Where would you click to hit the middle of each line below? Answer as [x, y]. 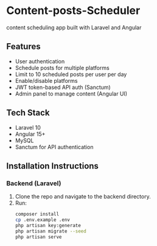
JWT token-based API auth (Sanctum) [63, 87]
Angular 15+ [30, 134]
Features [23, 47]
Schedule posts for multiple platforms [62, 68]
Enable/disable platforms [46, 80]
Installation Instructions [53, 166]
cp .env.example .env [42, 220]
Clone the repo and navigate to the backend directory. [83, 197]
